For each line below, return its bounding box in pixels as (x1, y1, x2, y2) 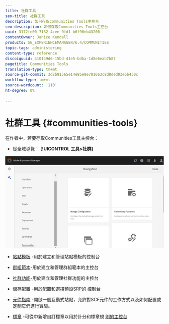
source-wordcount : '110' (5, 83, 57, 88)
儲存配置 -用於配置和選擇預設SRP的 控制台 (12, 286, 101, 292)
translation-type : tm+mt (5, 67, 57, 72)
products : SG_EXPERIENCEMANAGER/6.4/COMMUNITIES (5, 40, 109, 45)
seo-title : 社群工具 (5, 13, 45, 19)
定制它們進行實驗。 (12, 303, 53, 309)
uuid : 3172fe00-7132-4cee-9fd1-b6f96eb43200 (5, 29, 100, 35)
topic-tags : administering (5, 45, 62, 50)
